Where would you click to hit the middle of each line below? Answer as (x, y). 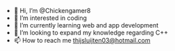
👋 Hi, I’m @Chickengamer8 (52, 11)
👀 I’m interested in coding (50, 18)
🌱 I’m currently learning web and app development (86, 25)
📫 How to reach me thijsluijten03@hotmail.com (82, 40)
